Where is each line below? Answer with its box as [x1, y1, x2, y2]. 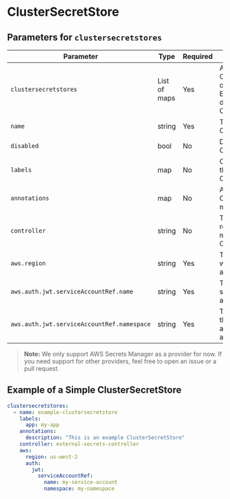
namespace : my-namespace [43, 485, 115, 492]
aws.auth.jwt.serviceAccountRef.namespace [10, 320, 151, 328]
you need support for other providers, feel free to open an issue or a [23, 357, 217, 365]
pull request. [23, 365, 60, 372]
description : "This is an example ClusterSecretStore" [25, 435, 186, 441]
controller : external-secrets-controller [19, 441, 139, 448]
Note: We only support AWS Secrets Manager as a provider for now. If [23, 350, 222, 358]
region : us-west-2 [25, 453, 78, 460]
